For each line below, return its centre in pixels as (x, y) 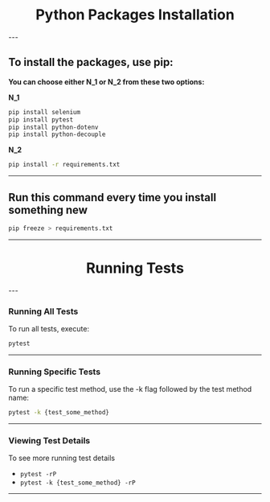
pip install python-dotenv (53, 127)
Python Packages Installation (135, 15)
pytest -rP (38, 475)
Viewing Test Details (49, 441)
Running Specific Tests (55, 372)
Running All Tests (43, 311)
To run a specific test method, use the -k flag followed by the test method (130, 389)
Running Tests (135, 268)
